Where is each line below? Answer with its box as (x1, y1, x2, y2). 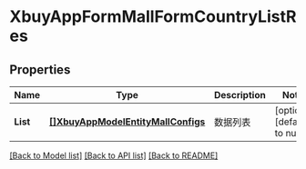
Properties (9, 62, 71, 77)
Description (213, 89, 266, 101)
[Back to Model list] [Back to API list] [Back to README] (9, 150, 219, 161)
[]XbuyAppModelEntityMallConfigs (48, 115, 206, 128)
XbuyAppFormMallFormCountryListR (9, 6, 297, 27)
